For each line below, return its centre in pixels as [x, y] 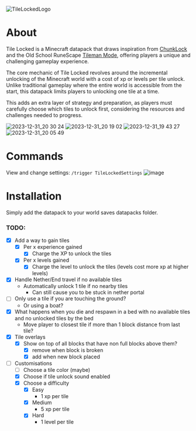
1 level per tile [57, 422]
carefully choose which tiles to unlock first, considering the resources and [95, 109]
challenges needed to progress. [44, 115]
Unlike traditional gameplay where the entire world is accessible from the [94, 85]
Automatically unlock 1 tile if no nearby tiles [75, 286]
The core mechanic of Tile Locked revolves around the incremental [87, 73]
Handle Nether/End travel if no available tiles [68, 280]
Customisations [33, 363]
